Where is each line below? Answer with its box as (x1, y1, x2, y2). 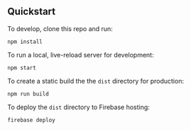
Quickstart (7, 6, 56, 18)
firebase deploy (7, 116, 55, 123)
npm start (7, 64, 37, 72)
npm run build (7, 90, 50, 98)
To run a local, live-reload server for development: (7, 50, 154, 59)
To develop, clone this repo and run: (7, 24, 114, 33)
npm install (7, 38, 43, 45)
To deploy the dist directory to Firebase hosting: (7, 103, 151, 111)
